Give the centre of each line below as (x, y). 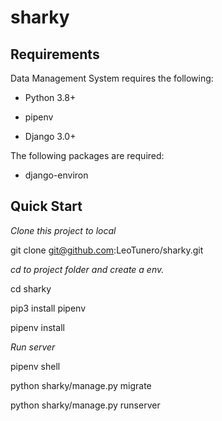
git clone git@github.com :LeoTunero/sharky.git (107, 250)
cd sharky (31, 288)
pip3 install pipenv (48, 308)
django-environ (56, 175)
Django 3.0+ (50, 136)
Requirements (55, 54)
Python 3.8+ (50, 97)
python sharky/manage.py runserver (85, 405)
